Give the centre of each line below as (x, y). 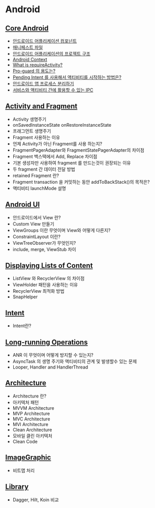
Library (17, 487)
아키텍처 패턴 (26, 402)
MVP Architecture (31, 413)
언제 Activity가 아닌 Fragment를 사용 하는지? (57, 144)
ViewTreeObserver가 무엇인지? (44, 243)
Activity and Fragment (41, 106)
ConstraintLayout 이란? (37, 236)
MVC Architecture (31, 419)
